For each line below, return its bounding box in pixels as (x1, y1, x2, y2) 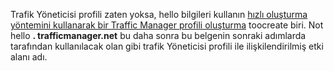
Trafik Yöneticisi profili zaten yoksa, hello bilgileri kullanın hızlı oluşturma (10, 9, 308, 20)
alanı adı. (10, 51, 48, 63)
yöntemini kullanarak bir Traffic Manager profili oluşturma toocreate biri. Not (10, 19, 324, 31)
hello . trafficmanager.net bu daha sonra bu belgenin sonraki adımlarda (10, 30, 307, 41)
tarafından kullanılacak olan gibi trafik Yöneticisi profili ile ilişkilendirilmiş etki (10, 40, 324, 52)
